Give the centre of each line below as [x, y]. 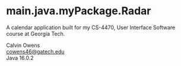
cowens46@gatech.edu [35, 51]
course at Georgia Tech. [36, 33]
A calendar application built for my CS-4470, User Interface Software [91, 27]
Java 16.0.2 [20, 58]
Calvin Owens [23, 45]
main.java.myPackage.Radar [79, 11]
